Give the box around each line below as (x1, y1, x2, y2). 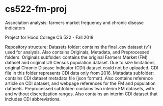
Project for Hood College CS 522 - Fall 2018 (5, 34, 94, 40)
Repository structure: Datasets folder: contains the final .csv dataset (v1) (5, 44, 151, 50)
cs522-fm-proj (5, 3, 67, 15)
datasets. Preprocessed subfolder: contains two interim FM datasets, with (5, 85, 155, 91)
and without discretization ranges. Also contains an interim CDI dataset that (5, 91, 158, 97)
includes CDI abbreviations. (5, 96, 61, 102)
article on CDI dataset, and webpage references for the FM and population (5, 80, 156, 86)
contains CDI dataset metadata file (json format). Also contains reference (5, 75, 153, 81)
